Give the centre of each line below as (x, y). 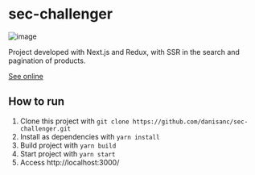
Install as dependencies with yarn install (90, 136)
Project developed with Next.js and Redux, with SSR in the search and (124, 52)
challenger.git (45, 129)
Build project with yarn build (68, 145)
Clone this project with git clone (74, 121)
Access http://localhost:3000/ (70, 162)
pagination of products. (47, 60)
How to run (37, 102)
